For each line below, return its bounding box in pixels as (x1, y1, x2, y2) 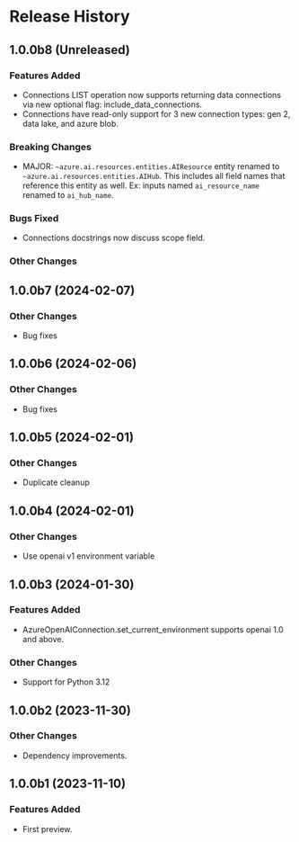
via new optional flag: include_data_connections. (22, 99, 203, 110)
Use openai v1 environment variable (22, 551, 155, 561)
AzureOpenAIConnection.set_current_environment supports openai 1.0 (22, 623, 285, 635)
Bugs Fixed (9, 212, 59, 225)
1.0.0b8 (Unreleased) (9, 42, 130, 58)
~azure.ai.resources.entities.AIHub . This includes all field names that (22, 171, 286, 182)
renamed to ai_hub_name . (22, 190, 114, 201)
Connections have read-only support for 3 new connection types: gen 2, (22, 108, 291, 119)
